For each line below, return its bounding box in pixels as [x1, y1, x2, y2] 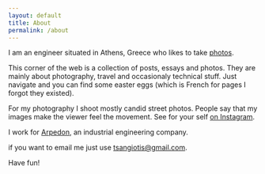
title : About [8, 19, 51, 27]
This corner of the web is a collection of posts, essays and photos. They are [8, 63, 256, 73]
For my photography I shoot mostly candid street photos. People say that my [8, 104, 258, 113]
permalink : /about [8, 26, 69, 34]
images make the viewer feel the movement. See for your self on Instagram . [8, 112, 256, 122]
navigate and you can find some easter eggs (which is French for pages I [8, 80, 247, 89]
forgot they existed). [8, 89, 74, 98]
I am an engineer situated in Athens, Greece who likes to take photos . [8, 48, 235, 58]
